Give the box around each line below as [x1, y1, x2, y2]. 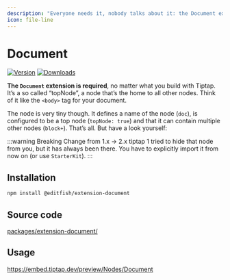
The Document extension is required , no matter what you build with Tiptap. [7, 81, 216, 90]
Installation [7, 172, 56, 183]
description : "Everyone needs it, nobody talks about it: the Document [7, 10, 216, 17]
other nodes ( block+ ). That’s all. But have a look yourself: [7, 124, 168, 132]
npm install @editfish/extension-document [7, 190, 130, 197]
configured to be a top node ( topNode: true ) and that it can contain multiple [7, 117, 220, 125]
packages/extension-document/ [7, 227, 98, 235]
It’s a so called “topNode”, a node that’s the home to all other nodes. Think [7, 89, 216, 97]
